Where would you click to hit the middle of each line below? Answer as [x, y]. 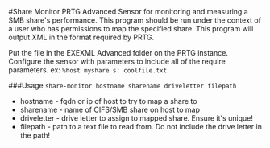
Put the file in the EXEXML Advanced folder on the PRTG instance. [118, 53]
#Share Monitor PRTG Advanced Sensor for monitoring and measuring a [128, 12]
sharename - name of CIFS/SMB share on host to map [110, 109]
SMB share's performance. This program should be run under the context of [135, 20]
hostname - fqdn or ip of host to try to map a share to [108, 101]
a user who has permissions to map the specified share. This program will [131, 29]
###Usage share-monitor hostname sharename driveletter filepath [123, 85]
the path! [35, 135]
